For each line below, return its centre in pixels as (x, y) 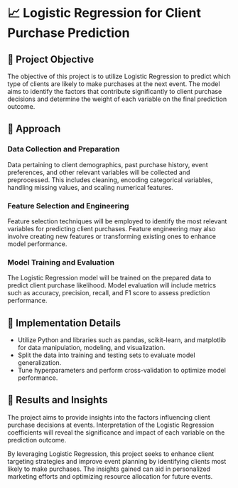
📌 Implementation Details (64, 323)
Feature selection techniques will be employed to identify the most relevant (117, 221)
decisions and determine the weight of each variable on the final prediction (117, 99)
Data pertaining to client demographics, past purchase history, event (108, 164)
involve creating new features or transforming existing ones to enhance (112, 236)
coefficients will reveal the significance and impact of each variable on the (116, 432)
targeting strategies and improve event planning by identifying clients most (117, 461)
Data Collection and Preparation (64, 149)
